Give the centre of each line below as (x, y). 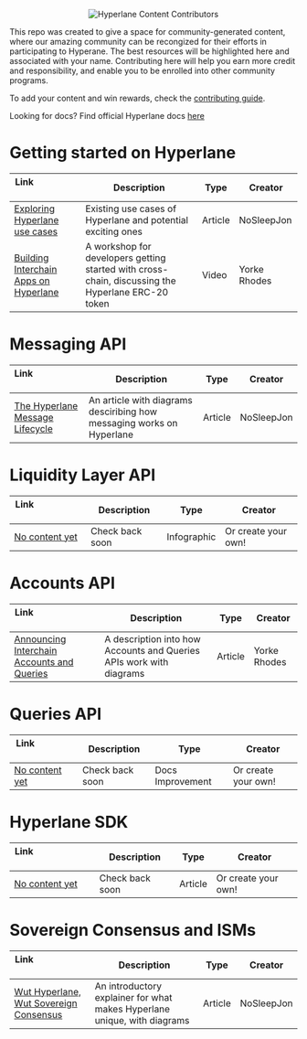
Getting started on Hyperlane (122, 153)
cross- (153, 269)
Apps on (32, 281)
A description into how (153, 638)
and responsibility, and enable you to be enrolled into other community (143, 70)
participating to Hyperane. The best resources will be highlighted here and (149, 51)
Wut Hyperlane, (48, 991)
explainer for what (133, 997)
